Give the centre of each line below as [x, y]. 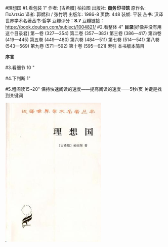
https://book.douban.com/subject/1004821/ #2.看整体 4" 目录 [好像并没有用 [83, 27]
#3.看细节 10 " [20, 67]
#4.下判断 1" [18, 78]
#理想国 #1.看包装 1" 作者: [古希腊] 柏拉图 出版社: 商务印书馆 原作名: [75, 8]
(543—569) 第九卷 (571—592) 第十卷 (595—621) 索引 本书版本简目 [75, 46]
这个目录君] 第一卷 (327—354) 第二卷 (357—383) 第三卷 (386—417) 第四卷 [83, 33]
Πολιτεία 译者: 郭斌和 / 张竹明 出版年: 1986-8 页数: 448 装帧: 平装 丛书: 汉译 [84, 14]
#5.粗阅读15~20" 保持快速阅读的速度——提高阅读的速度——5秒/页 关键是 [81, 89]
